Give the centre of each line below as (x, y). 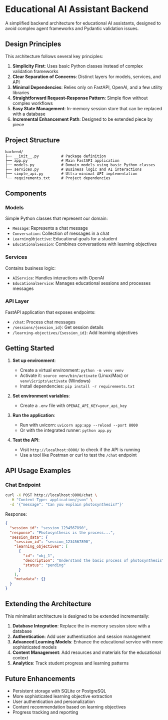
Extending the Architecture (48, 604)
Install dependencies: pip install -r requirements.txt (77, 386)
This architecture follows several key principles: (54, 56)
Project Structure (32, 140)
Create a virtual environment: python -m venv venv (72, 370)
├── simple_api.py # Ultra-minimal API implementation (71, 174)
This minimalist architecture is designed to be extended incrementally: (77, 616)
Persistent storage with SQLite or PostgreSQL (59, 691)
